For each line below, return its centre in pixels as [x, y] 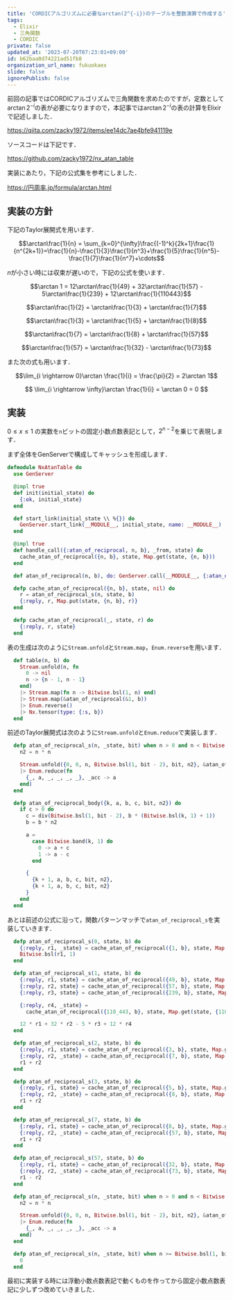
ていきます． [37, 928]
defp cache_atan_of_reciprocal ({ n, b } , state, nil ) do [94, 588]
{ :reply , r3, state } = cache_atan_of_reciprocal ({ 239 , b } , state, [118, 993]
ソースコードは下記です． [43, 145]
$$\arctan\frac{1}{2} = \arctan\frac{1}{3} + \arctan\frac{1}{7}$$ [116, 307]
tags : [15, 20]
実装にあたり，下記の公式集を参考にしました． [74, 173]
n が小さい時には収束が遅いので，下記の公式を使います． [88, 272]
